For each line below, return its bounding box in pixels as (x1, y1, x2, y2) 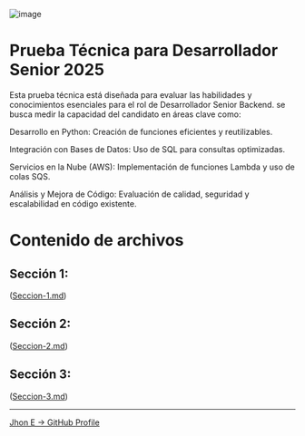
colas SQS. (9, 170, 51, 181)
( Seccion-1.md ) (9, 290, 67, 301)
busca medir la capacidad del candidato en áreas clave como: (9, 109, 241, 120)
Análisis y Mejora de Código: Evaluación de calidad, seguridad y (9, 189, 250, 199)
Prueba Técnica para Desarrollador (9, 41, 279, 61)
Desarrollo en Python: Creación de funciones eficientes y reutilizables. (9, 126, 273, 137)
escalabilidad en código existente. (9, 198, 137, 208)
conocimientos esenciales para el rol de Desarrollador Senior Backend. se (9, 99, 286, 110)
